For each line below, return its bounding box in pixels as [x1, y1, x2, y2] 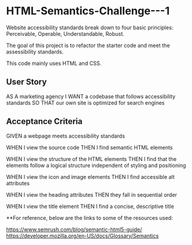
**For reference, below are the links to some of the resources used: [6, 214, 174, 221]
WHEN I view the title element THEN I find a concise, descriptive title [6, 203, 174, 210]
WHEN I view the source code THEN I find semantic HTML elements [6, 144, 174, 151]
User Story [6, 77, 47, 87]
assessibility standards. [6, 48, 64, 55]
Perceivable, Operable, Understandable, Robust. [6, 30, 125, 37]
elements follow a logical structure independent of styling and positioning [6, 162, 186, 169]
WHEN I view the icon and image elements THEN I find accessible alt [6, 173, 175, 180]
